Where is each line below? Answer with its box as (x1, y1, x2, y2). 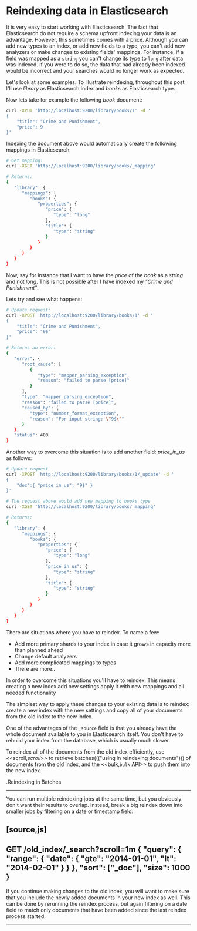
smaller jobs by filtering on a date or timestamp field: (6, 808, 134, 815)
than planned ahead (14, 646, 63, 653)
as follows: (6, 454, 32, 462)
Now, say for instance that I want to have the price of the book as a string (6, 271, 184, 278)
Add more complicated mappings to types (14, 659, 116, 666)
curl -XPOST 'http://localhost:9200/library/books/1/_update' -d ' (6, 471, 175, 477)
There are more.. (14, 665, 56, 672)
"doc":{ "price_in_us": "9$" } (16, 482, 93, 488)
